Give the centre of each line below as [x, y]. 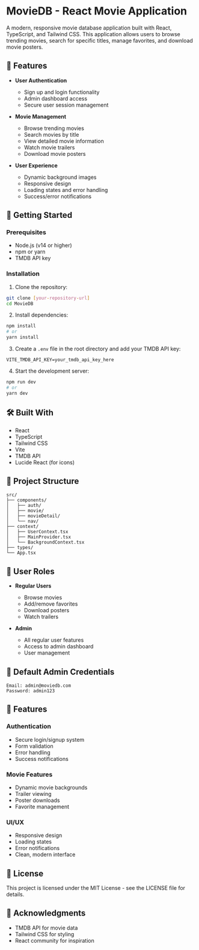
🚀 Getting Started [39, 215]
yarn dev [17, 393]
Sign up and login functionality [62, 92]
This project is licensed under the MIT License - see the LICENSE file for [96, 888]
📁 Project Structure [43, 481]
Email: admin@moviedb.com [38, 685]
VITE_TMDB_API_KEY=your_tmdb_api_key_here [60, 360]
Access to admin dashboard [59, 647]
